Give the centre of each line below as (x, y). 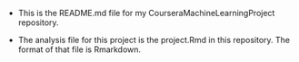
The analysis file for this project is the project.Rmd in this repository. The (154, 40)
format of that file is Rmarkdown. (80, 49)
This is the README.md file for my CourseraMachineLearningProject (146, 13)
